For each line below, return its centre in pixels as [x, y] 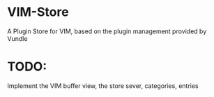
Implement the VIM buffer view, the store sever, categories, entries [103, 86]
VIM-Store [38, 12]
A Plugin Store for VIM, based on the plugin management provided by [107, 31]
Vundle [17, 38]
